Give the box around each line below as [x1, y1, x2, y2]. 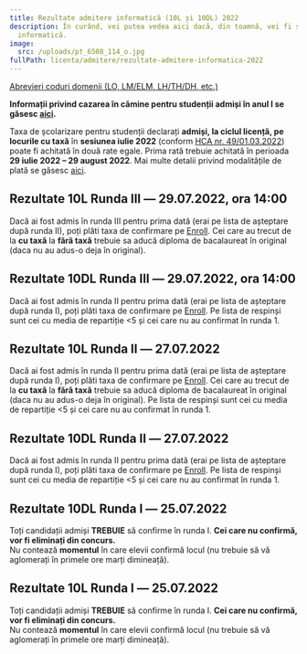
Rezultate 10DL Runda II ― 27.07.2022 [9, 430, 229, 446]
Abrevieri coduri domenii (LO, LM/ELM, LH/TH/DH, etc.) [9, 81, 218, 91]
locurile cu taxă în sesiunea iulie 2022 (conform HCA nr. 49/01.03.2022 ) [9, 136, 285, 146]
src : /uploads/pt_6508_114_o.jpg [17, 47, 145, 57]
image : [9, 38, 35, 48]
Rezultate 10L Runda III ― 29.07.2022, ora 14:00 [9, 191, 288, 206]
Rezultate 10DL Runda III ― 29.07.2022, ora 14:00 [9, 271, 296, 287]
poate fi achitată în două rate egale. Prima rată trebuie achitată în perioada [9, 145, 290, 156]
